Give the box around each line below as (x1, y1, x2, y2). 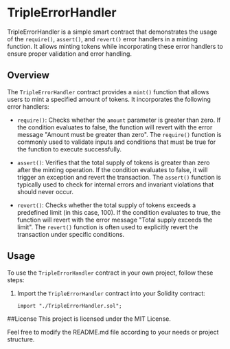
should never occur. (16, 187, 74, 195)
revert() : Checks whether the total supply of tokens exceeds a (16, 201, 196, 209)
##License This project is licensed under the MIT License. (7, 315, 172, 323)
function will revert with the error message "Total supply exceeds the (16, 215, 213, 224)
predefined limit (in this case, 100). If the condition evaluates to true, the (16, 208, 221, 216)
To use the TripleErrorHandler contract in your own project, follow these (7, 268, 214, 277)
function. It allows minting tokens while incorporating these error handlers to (7, 42, 223, 50)
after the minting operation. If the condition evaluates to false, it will (16, 165, 208, 173)
